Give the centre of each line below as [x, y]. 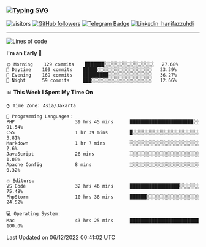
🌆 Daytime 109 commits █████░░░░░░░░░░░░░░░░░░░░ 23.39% [91, 70]
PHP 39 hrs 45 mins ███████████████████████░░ [103, 122]
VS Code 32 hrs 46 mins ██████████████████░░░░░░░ [103, 186]
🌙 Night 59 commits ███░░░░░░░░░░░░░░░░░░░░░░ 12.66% [91, 81]
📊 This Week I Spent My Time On [50, 93]
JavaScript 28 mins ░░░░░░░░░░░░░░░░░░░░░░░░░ [103, 154]
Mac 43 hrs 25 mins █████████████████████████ [103, 221]
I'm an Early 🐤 [24, 53]
